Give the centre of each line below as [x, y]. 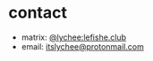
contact [38, 13]
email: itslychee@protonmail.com [82, 46]
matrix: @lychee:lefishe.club [74, 37]
